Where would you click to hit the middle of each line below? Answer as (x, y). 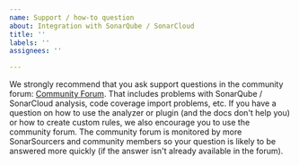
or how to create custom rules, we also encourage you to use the (130, 123)
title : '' (28, 34)
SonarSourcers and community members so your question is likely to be (143, 142)
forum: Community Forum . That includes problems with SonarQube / (136, 94)
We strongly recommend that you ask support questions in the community (146, 84)
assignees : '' (36, 51)
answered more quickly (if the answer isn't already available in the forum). (146, 151)
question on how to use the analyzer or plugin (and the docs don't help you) (149, 113)
